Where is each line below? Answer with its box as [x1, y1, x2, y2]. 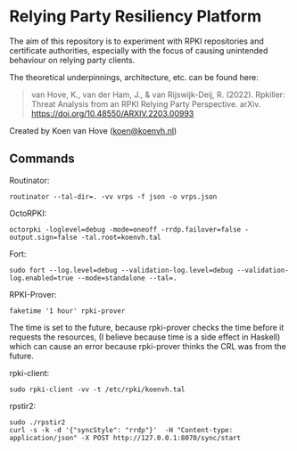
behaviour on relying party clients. [9, 54, 136, 65]
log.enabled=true [9, 274, 74, 283]
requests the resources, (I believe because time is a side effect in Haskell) [9, 332, 281, 342]
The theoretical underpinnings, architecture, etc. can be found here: [9, 71, 259, 82]
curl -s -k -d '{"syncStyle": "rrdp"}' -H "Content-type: [9, 425, 234, 434]
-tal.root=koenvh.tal [80, 233, 162, 242]
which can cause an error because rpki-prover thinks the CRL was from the [9, 340, 287, 351]
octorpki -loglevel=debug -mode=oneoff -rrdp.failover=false [9, 225, 242, 234]
